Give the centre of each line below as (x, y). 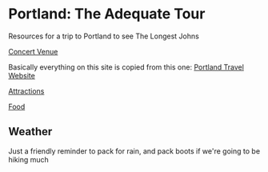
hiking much (29, 159)
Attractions (26, 91)
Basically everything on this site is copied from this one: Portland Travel (126, 67)
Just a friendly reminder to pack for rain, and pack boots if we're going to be (134, 151)
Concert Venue (33, 51)
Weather (30, 132)
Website (22, 75)
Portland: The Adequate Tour (107, 14)
